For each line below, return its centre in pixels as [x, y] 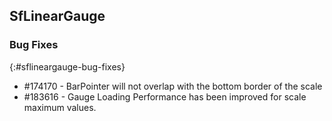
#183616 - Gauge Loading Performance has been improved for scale [165, 96]
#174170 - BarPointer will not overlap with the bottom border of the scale [173, 86]
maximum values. [60, 107]
